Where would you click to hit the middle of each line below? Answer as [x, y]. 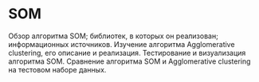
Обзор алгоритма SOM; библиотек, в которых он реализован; [114, 36]
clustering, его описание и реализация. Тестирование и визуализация [127, 53]
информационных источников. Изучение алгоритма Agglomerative [122, 44]
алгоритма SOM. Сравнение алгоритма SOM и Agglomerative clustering [129, 61]
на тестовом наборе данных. [57, 69]
